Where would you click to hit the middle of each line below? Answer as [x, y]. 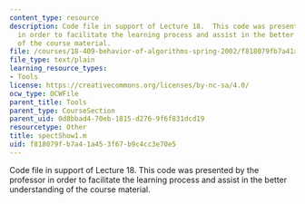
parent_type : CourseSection [63, 111]
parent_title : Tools [49, 102]
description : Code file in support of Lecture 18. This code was [138, 26]
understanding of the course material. [80, 189]
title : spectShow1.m [49, 136]
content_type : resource [54, 18]
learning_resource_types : [58, 69]
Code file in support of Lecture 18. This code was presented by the [134, 170]
